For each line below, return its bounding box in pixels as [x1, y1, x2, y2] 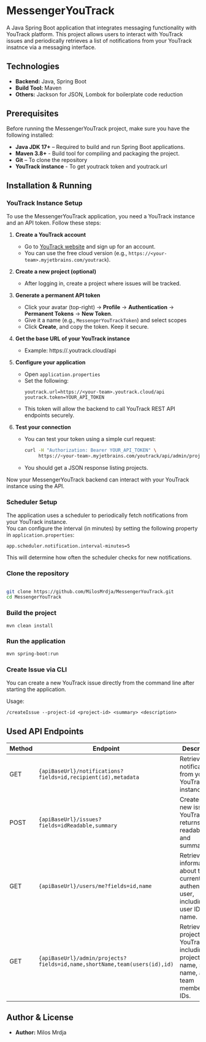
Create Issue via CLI [6, 665, 67, 673]
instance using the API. [6, 483, 65, 489]
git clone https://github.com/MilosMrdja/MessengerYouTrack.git [6, 588, 174, 595]
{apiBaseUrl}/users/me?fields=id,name [39, 883, 152, 889]
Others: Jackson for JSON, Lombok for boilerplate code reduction [15, 90, 183, 98]
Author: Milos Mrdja [15, 1029, 67, 1036]
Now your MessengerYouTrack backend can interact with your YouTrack [6, 476, 189, 483]
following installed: [6, 131, 54, 139]
